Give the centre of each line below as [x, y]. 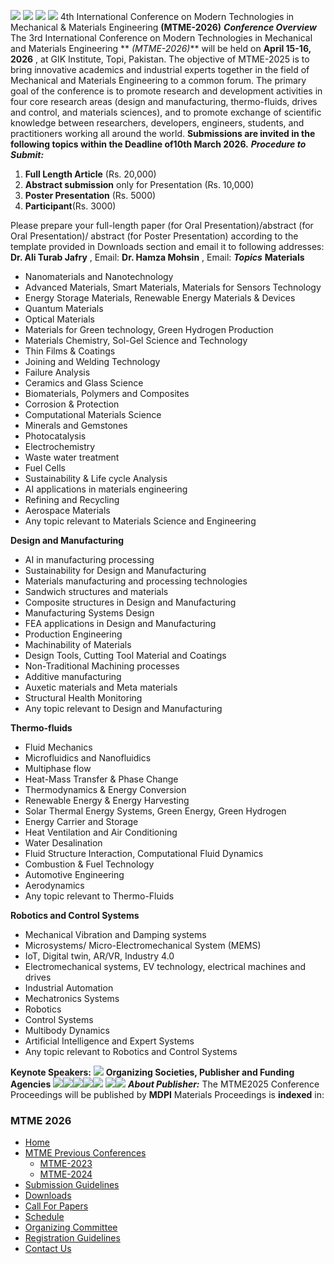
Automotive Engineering [74, 874]
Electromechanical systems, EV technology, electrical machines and [165, 966]
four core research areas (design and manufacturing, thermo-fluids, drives [164, 101]
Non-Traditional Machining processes [102, 666]
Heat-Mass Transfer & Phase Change [101, 779]
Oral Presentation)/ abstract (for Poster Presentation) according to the [154, 236]
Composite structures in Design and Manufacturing [130, 602]
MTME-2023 [66, 1164]
